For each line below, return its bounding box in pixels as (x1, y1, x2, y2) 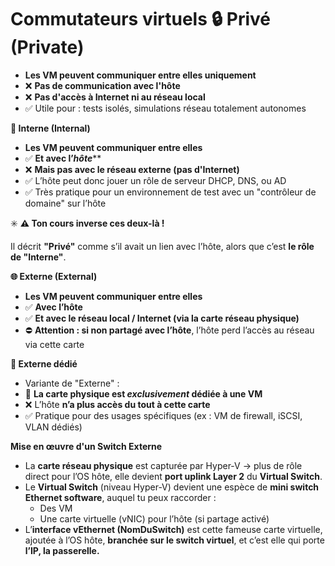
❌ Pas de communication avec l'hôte (24, 79, 181, 91)
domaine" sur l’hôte (24, 197, 107, 209)
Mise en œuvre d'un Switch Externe (10, 440, 163, 452)
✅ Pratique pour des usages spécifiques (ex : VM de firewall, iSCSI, (24, 409, 303, 421)
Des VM (39, 502, 73, 514)
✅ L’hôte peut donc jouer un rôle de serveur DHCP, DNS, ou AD (24, 174, 287, 186)
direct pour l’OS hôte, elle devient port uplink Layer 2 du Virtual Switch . (24, 470, 323, 482)
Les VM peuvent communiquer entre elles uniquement (24, 69, 257, 81)
